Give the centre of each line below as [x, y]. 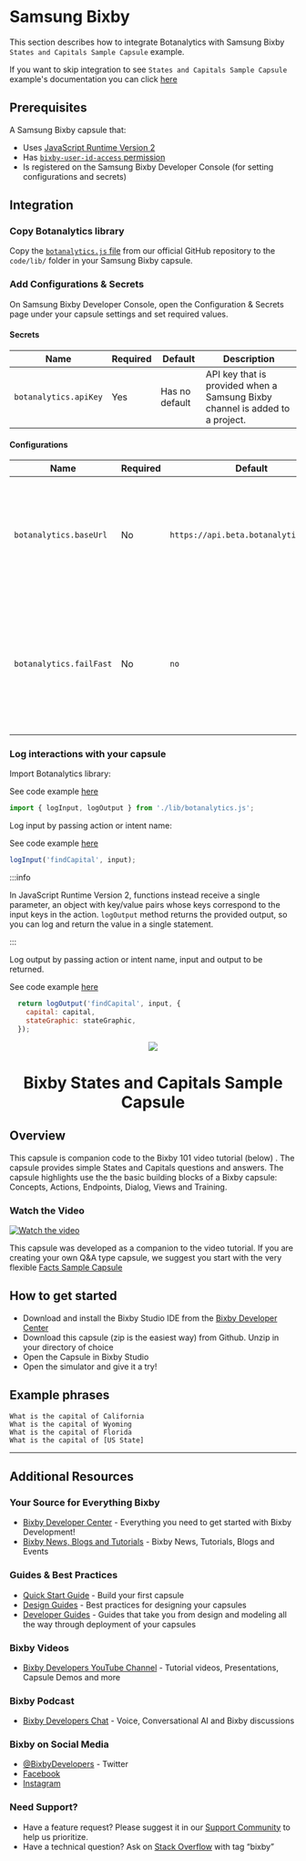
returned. [27, 970]
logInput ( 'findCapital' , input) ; [73, 860]
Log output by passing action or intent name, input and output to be [136, 960]
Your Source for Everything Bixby [85, 1502]
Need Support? [44, 1807]
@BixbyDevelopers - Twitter [76, 1764]
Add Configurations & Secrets [76, 285]
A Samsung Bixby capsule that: [68, 130]
